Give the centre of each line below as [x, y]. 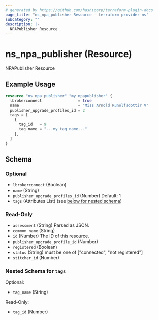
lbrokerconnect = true [51, 101]
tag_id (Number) [30, 312]
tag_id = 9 [33, 125]
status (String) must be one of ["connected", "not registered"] [78, 252]
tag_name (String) [30, 292]
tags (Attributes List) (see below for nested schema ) [67, 201]
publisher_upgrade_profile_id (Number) [55, 242]
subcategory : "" [22, 19]
